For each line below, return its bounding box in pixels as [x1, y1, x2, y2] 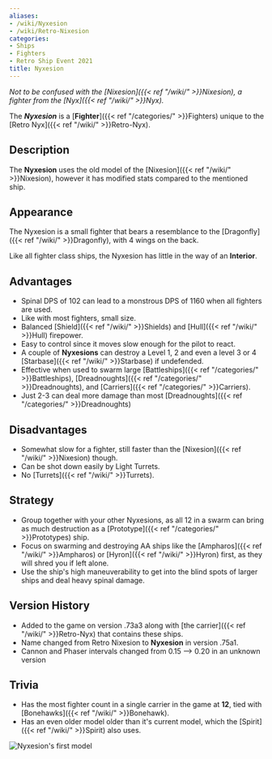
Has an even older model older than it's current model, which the [20, 717, 238, 727]
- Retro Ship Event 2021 [9, 58, 93, 66]
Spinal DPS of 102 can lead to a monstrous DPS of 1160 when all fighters [20, 296, 262, 306]
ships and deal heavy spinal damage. [20, 575, 145, 585]
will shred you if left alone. [20, 558, 109, 568]
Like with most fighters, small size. [20, 313, 137, 323]
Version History [9, 599, 90, 612]
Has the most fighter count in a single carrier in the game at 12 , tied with [20, 700, 262, 710]
